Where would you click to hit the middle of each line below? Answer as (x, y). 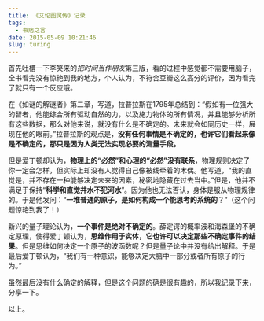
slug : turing (29, 45)
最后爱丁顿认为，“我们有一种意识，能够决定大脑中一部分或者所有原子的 (123, 256)
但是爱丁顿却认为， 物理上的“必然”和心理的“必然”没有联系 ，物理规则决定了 (129, 160)
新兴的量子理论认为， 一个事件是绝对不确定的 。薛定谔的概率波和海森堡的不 (128, 227)
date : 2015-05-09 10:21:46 (52, 37)
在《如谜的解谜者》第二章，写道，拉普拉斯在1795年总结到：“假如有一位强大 (131, 105)
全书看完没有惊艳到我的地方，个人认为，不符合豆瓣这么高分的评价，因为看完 (132, 78)
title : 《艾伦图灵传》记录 (47, 15)
